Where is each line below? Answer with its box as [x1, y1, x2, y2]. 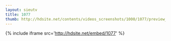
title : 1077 [5, 12, 31, 17]
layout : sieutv [5, 7, 38, 12]
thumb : [5, 16, 19, 21]
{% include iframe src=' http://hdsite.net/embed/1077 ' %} [5, 30, 125, 36]
